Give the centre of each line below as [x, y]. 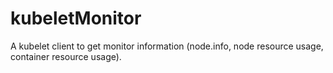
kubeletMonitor [76, 18]
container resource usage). [66, 56]
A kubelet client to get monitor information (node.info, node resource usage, [167, 46]
